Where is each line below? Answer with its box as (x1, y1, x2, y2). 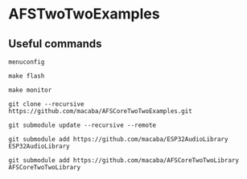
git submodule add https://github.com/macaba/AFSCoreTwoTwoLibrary (8, 157, 240, 165)
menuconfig (8, 58, 45, 66)
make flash (8, 72, 45, 80)
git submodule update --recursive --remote (8, 121, 157, 129)
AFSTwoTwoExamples (8, 5, 160, 23)
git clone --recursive (8, 100, 84, 108)
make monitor (8, 86, 52, 94)
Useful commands (8, 37, 102, 51)
